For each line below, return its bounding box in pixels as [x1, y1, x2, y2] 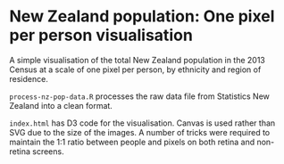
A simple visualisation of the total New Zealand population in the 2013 [9, 54, 266, 65]
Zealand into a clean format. [9, 100, 113, 111]
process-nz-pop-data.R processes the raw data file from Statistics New [9, 91, 271, 102]
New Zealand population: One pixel [9, 6, 275, 27]
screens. [32, 145, 64, 157]
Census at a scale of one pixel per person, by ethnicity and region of [9, 64, 262, 75]
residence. [9, 73, 49, 84]
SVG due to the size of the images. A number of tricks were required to [9, 127, 271, 137]
